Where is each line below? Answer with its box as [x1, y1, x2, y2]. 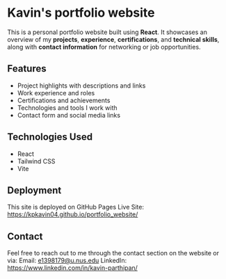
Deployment [7, 184, 62, 196]
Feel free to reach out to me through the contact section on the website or [7, 249, 219, 257]
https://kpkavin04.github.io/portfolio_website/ [7, 210, 138, 218]
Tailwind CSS [17, 157, 56, 165]
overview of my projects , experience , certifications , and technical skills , [7, 35, 220, 43]
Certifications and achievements [17, 96, 111, 104]
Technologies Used [7, 131, 92, 143]
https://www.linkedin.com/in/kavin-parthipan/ [7, 264, 138, 272]
